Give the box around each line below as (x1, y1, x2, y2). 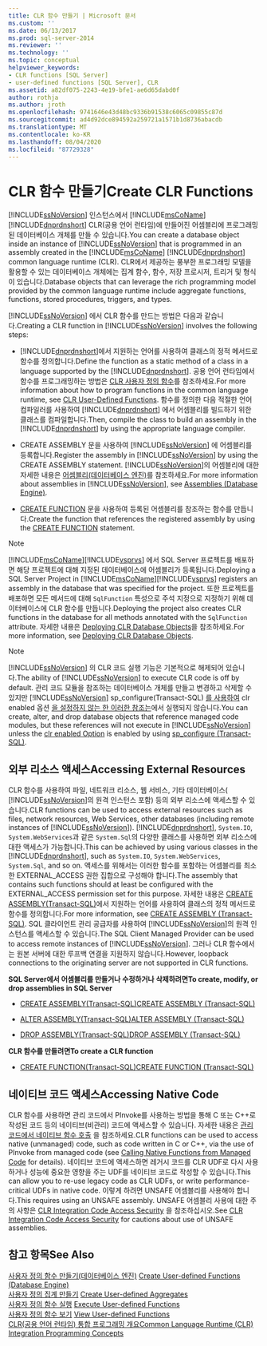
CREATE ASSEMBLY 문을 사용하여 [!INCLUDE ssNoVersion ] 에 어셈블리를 (19, 440, 253, 450)
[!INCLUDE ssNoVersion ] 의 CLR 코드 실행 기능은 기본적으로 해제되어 (8, 663, 225, 673)
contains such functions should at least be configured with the (8, 879, 214, 889)
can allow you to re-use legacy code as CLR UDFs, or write (8, 1176, 202, 1185)
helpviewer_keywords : (8, 64, 80, 72)
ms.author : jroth (8, 101, 66, 109)
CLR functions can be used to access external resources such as (29, 805, 243, 815)
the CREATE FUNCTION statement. (19, 523, 135, 533)
